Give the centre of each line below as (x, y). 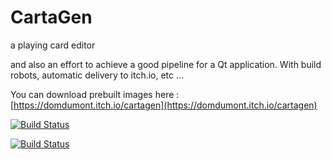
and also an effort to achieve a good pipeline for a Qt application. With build (166, 64)
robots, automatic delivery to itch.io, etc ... (97, 75)
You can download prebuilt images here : (95, 94)
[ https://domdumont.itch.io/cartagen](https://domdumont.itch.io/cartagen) (164, 105)
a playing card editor (53, 45)
